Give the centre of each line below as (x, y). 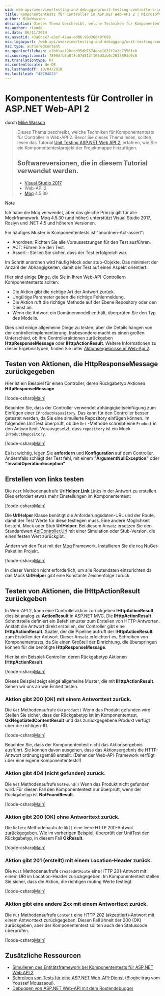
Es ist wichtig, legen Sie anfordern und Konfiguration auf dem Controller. (80, 453)
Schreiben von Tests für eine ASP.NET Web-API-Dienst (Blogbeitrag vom (86, 978)
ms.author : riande (24, 28)
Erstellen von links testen (45, 479)
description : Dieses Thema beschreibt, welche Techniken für (69, 23)
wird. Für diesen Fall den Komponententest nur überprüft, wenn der (73, 789)
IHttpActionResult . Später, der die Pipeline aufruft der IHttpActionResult (79, 631)
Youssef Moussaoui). (34, 983)
